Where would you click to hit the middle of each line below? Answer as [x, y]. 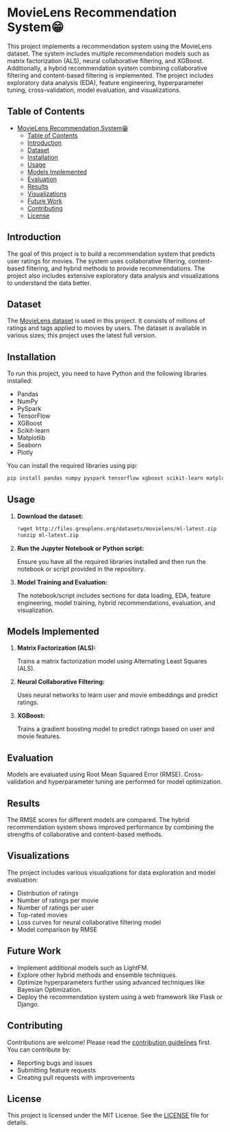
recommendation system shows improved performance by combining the [111, 827]
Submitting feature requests [56, 1070]
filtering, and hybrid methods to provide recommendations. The [116, 268]
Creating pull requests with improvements [76, 1077]
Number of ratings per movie [58, 900]
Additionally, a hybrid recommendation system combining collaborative [107, 68]
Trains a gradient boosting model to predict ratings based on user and [116, 729]
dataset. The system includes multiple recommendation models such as [108, 54]
